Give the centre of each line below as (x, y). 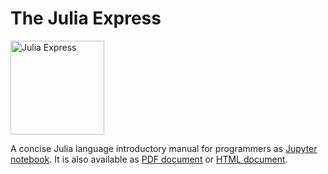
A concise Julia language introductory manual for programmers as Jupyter (164, 148)
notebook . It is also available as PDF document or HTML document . (149, 159)
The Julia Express (86, 18)
